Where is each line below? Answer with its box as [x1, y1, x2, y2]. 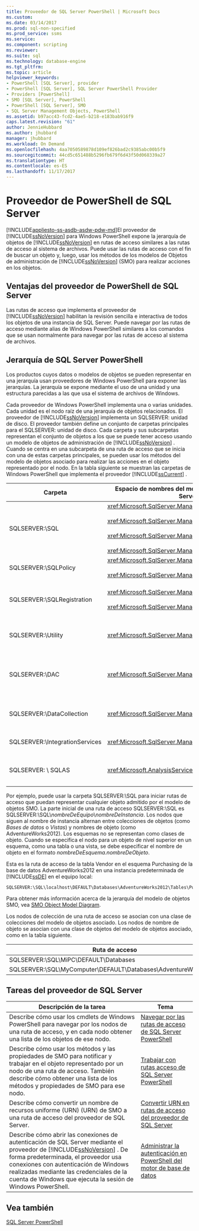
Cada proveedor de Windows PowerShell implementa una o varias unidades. [6, 401, 193, 408]
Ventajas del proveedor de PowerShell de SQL [6, 281, 179, 291]
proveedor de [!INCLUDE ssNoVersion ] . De [9, 1146, 129, 1154]
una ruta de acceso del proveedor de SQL [9, 1114, 126, 1122]
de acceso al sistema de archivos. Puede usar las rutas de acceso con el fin [6, 245, 191, 252]
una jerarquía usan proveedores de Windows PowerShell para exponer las [6, 377, 187, 384]
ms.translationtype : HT [6, 158, 65, 164]
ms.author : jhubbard [6, 130, 57, 136]
